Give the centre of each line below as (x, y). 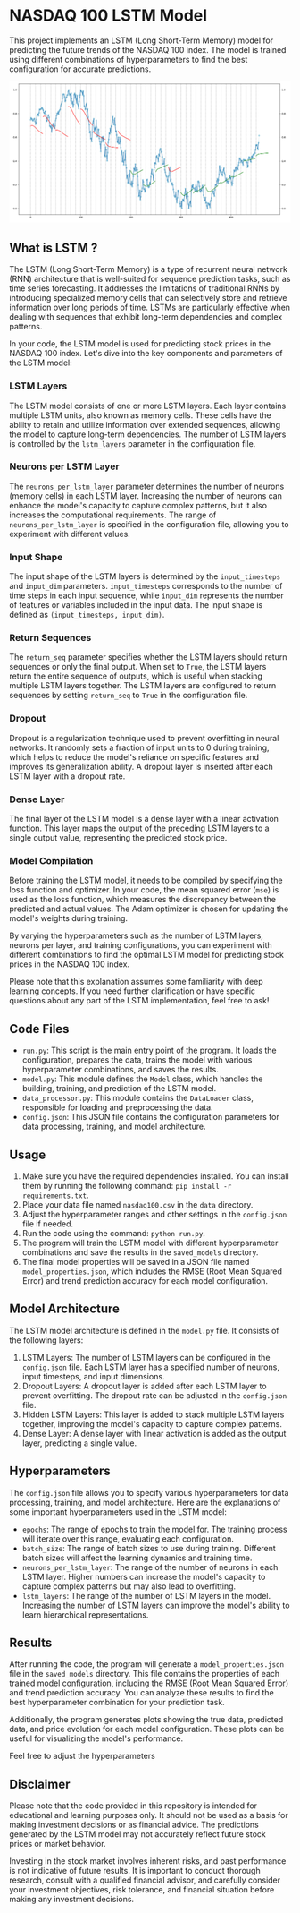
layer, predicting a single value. (79, 1443)
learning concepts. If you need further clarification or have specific (133, 991)
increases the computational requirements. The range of (113, 515)
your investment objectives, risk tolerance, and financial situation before (142, 1890)
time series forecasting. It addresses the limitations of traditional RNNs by (145, 288)
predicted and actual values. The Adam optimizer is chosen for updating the (149, 909)
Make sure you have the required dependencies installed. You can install (155, 1176)
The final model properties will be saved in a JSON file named (136, 1261)
